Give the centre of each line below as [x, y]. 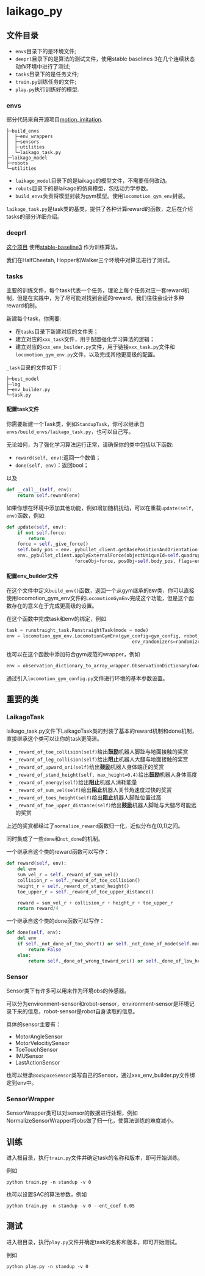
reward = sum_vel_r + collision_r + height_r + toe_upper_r [95, 903]
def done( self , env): [34, 933]
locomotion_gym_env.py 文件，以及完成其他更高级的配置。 [87, 354]
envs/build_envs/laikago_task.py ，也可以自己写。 [70, 431]
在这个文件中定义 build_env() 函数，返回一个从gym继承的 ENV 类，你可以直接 [100, 590]
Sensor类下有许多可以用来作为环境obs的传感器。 [68, 991]
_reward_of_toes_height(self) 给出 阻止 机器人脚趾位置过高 [88, 798]
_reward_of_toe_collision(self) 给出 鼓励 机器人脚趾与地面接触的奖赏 [102, 752]
